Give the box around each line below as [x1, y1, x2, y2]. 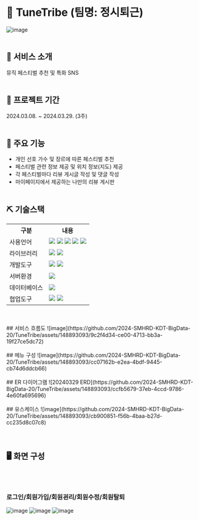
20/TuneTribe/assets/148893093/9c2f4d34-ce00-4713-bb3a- [6, 331, 163, 339]
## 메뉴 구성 [6, 352, 37, 359]
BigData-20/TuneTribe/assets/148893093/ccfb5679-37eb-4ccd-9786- [6, 386, 184, 393]
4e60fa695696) [6, 392, 47, 399]
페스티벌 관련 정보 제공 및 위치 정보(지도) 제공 [15, 163, 124, 170]
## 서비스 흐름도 [6, 325, 46, 332]
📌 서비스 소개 [6, 52, 53, 62]
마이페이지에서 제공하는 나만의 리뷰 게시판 [15, 178, 115, 185]
